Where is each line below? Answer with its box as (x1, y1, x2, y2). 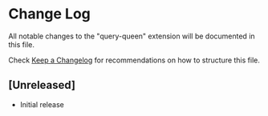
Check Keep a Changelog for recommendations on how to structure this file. (8, 55, 261, 65)
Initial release (19, 99, 64, 109)
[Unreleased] (8, 78, 76, 92)
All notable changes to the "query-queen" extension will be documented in (8, 31, 255, 41)
